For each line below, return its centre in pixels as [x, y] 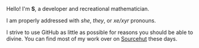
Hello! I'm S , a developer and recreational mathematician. [78, 9]
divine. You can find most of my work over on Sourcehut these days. [92, 39]
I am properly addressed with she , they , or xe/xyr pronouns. [81, 20]
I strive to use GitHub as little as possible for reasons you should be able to [100, 32]
